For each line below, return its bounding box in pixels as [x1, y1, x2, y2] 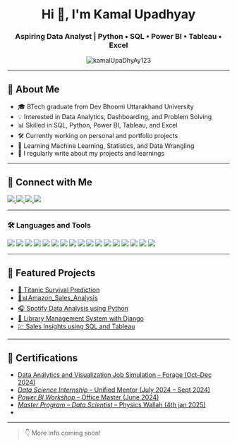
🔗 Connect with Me [7, 176, 93, 188]
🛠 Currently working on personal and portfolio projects [17, 132, 178, 140]
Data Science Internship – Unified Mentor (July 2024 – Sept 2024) [17, 385, 210, 394]
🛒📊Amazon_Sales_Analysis [17, 294, 98, 302]
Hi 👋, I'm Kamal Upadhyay [41, 6, 196, 23]
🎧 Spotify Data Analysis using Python [17, 304, 129, 313]
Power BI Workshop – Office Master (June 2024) [17, 393, 159, 402]
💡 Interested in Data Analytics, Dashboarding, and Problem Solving [17, 113, 212, 121]
